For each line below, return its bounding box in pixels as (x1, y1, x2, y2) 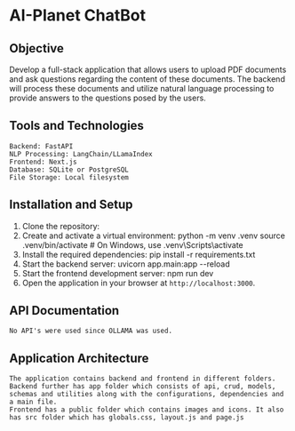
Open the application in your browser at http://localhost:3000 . (21, 277, 256, 288)
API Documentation (9, 303, 120, 318)
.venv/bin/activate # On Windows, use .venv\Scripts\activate (21, 239, 244, 250)
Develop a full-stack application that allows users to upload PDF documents (9, 64, 287, 75)
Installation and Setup (9, 197, 133, 212)
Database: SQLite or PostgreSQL (9, 165, 129, 174)
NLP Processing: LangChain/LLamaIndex (9, 149, 153, 158)
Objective (9, 41, 65, 56)
